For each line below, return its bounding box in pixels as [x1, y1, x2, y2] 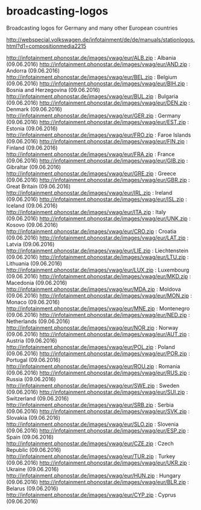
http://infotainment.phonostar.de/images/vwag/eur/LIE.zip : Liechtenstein [6, 247, 189, 254]
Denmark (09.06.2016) [6, 105, 62, 113]
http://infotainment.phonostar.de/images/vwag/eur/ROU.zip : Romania [6, 362, 180, 370]
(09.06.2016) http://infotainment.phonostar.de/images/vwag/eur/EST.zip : [6, 118, 189, 125]
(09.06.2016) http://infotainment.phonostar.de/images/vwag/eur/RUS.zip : [6, 369, 190, 376]
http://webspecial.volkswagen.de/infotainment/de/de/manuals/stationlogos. [6, 36, 195, 43]
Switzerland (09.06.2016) [6, 394, 69, 402]
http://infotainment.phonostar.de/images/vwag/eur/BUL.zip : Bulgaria [6, 93, 179, 100]
